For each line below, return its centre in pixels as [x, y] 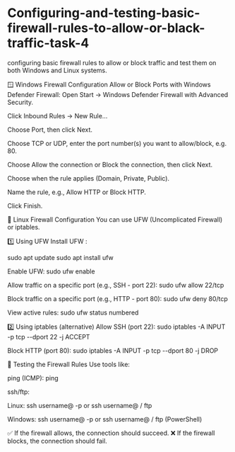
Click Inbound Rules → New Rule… [58, 115]
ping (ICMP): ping [33, 378]
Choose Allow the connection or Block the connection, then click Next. [110, 164]
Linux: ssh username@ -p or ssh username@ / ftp [80, 405]
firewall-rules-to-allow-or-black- [106, 28]
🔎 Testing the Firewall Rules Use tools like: [69, 364]
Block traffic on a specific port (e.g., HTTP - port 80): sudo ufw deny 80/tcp [117, 298]
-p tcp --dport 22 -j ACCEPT [49, 337]
